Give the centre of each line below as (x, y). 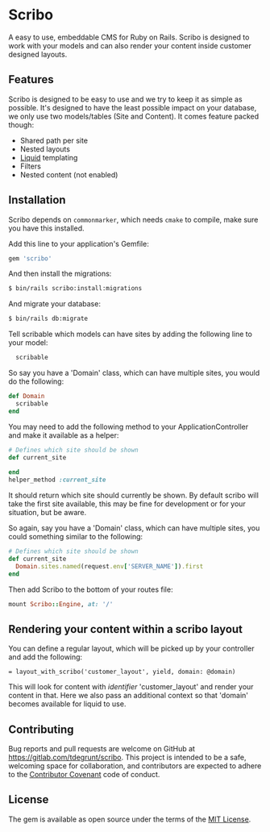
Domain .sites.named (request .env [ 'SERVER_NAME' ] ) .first (110, 566)
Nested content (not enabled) (69, 174)
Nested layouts (45, 149)
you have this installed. (46, 228)
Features (31, 79)
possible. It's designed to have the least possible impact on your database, (133, 107)
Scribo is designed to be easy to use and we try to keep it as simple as (126, 99)
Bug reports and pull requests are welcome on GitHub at (102, 749)
